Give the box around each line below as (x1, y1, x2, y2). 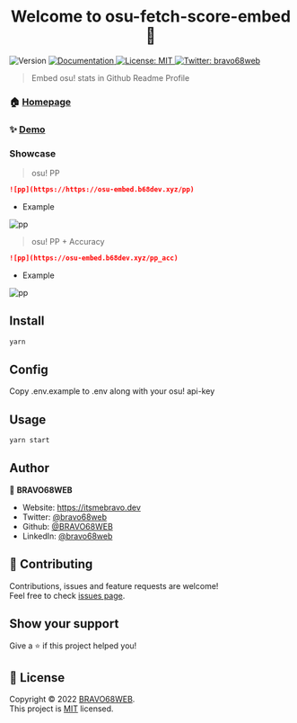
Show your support (9, 616, 119, 631)
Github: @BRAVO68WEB (22, 521, 114, 531)
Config (9, 361, 48, 377)
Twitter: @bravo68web (22, 511, 108, 522)
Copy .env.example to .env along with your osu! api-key (9, 386, 215, 397)
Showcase (9, 147, 57, 159)
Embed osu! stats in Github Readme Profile (31, 72, 190, 83)
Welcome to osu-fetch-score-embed (10, 6, 292, 27)
